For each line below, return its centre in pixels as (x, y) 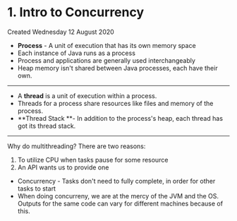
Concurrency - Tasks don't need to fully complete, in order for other (116, 181)
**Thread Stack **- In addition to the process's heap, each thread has (120, 118)
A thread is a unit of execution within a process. (87, 95)
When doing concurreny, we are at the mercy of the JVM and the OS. (118, 196)
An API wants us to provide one (63, 167)
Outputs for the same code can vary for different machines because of (120, 203)
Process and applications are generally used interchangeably (107, 60)
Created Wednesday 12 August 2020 (61, 32)
